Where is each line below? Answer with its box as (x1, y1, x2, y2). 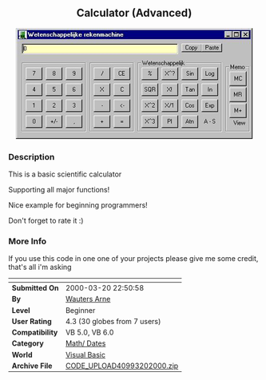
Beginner (65, 305, 96, 315)
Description (8, 151, 55, 162)
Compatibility (11, 327, 58, 338)
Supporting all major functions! (8, 185, 110, 195)
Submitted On (11, 283, 59, 293)
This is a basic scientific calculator (8, 169, 122, 179)
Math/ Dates (65, 338, 106, 348)
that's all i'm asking (8, 263, 72, 272)
